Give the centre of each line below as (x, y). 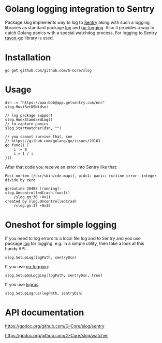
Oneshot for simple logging (61, 225)
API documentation (45, 312)
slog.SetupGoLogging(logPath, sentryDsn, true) (54, 275)
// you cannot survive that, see (39, 137)
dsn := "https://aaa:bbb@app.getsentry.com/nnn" (55, 103)
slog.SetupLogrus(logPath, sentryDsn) (44, 293)
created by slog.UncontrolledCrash (41, 201)
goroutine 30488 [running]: (33, 189)
